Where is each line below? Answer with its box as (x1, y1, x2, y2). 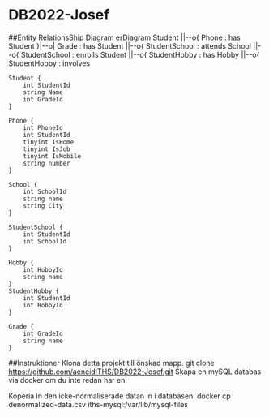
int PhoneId (23, 123, 63, 131)
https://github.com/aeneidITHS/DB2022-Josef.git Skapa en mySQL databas (8, 367, 262, 376)
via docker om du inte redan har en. (8, 375, 128, 385)
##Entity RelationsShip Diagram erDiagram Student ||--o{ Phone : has (8, 32, 241, 42)
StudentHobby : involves (8, 58, 91, 68)
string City (23, 201, 63, 210)
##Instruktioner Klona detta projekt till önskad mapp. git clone (8, 358, 215, 368)
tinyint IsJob (23, 144, 70, 153)
